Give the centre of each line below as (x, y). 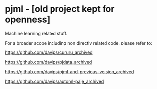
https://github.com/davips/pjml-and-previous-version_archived (70, 71)
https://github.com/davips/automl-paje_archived (54, 81)
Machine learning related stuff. (36, 33)
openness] (28, 20)
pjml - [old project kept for (60, 9)
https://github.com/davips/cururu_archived (49, 52)
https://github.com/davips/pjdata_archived (49, 62)
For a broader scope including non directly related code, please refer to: (78, 43)
